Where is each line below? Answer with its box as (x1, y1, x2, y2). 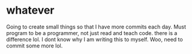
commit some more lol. (6, 42, 63, 49)
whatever (6, 4, 55, 17)
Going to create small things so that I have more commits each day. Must (6, 23, 187, 30)
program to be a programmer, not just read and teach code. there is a (6, 29, 178, 36)
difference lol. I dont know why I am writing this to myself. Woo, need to (6, 36, 183, 43)
